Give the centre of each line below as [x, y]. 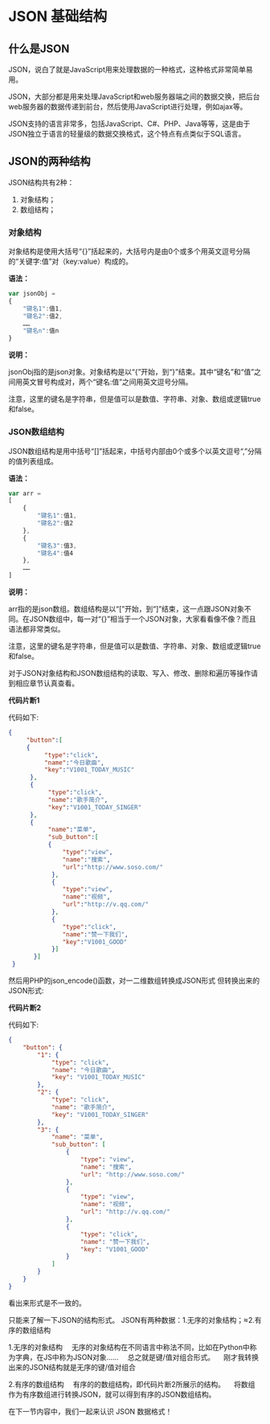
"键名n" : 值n [41, 331]
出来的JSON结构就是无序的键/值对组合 [72, 1367]
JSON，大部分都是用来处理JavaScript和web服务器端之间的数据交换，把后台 [134, 96]
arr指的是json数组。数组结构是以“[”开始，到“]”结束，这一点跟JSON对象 [127, 609]
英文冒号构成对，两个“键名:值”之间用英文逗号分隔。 [107, 382]
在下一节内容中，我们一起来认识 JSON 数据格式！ [90, 1411]
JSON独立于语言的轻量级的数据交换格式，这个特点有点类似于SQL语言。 [127, 134]
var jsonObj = [32, 294]
